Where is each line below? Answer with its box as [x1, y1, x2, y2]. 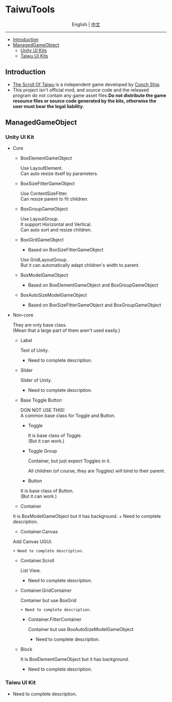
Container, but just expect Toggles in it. [28, 458, 111, 464]
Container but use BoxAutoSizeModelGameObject [28, 626, 134, 633]
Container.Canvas [20, 529, 58, 535]
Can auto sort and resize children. [20, 227, 92, 233]
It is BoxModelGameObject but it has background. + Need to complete [12, 513, 161, 519]
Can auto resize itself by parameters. [20, 171, 98, 177]
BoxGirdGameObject [20, 237, 64, 243]
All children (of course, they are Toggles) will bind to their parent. [28, 468, 165, 474]
